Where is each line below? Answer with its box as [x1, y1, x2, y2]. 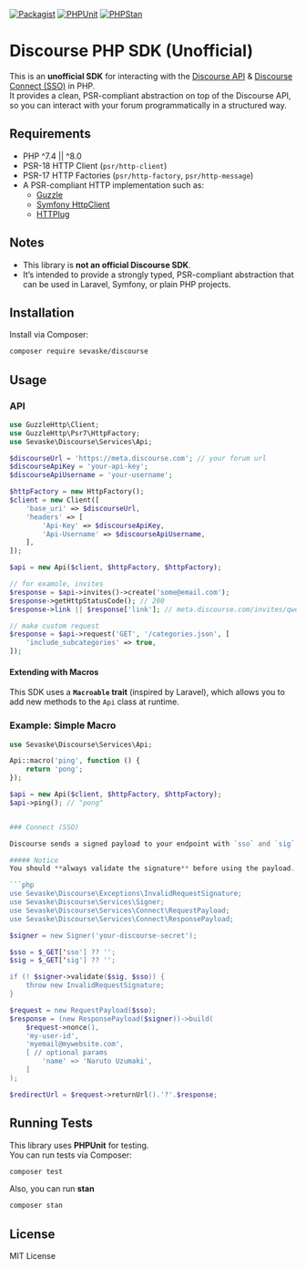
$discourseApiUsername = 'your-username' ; [9, 471, 173, 480]
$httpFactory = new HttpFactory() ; [9, 487, 145, 496]
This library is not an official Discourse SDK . [22, 259, 191, 270]
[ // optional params [25, 1048, 107, 1057]
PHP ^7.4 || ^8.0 [22, 151, 82, 161]
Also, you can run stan [9, 1183, 95, 1194]
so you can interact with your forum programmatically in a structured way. [9, 99, 287, 110]
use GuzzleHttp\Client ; [9, 420, 100, 429]
